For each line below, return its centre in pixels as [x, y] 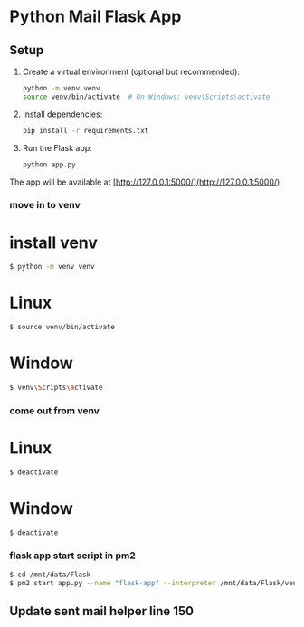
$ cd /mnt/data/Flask [50, 575]
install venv [53, 242]
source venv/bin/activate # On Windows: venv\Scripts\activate [146, 97]
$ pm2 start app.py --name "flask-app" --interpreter [113, 583]
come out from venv [54, 411]
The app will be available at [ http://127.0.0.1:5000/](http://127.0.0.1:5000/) [145, 182]
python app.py [49, 165]
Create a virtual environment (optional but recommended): [131, 71]
